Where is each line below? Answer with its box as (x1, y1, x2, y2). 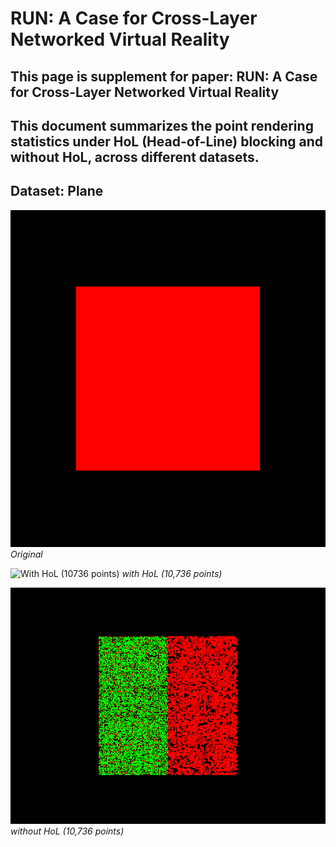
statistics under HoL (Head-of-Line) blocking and (10, 133, 324, 150)
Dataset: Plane (10, 183, 104, 200)
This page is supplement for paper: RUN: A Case (10, 68, 318, 85)
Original (10, 548, 43, 561)
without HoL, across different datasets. (10, 148, 260, 166)
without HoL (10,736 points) (10, 825, 125, 837)
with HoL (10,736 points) (121, 568, 223, 580)
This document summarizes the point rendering (10, 117, 314, 134)
